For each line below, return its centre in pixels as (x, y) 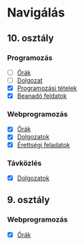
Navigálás (36, 13)
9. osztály (28, 200)
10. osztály (31, 38)
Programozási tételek (47, 88)
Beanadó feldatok (42, 96)
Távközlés (25, 163)
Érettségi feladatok (43, 145)
